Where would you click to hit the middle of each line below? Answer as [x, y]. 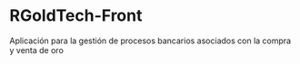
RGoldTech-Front [76, 16]
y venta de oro [36, 50]
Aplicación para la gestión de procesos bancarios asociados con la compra [150, 41]
